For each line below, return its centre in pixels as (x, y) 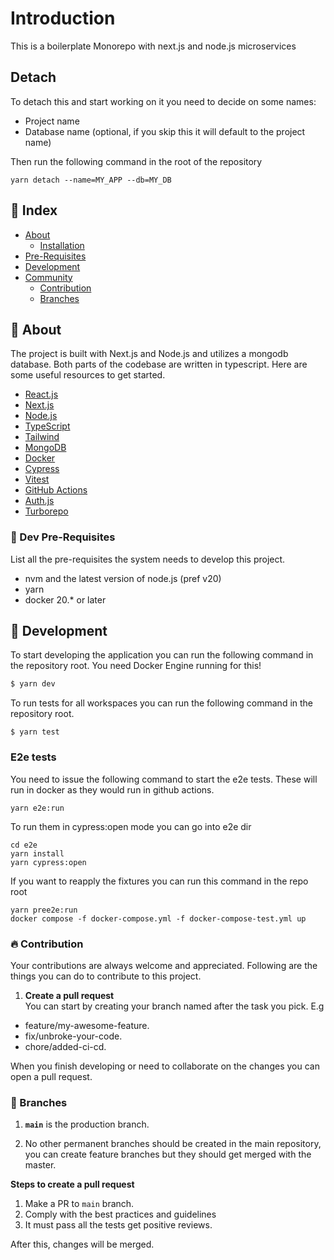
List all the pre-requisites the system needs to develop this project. (148, 559)
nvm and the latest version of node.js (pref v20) (123, 578)
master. (40, 1165)
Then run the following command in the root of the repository (136, 161)
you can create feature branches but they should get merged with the (168, 1154)
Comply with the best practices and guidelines (120, 1214)
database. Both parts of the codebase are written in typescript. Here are (159, 364)
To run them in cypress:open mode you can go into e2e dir (131, 826)
